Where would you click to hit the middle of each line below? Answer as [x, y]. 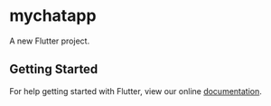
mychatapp [53, 16]
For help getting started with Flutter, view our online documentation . [135, 91]
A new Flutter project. [50, 41]
